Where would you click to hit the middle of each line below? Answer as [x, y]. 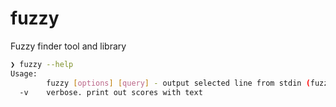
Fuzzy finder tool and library [68, 46]
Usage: [24, 73]
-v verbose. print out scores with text [111, 92]
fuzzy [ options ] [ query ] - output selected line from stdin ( [178, 83]
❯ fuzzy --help [42, 64]
